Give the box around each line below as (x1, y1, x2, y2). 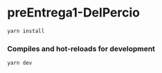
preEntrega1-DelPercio (7, 5, 141, 21)
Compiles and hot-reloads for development (7, 43, 156, 53)
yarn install (7, 28, 45, 34)
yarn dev (7, 60, 33, 67)
